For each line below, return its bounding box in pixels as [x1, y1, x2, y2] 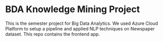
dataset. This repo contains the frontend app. [5, 31, 100, 37]
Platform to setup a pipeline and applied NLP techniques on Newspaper [5, 25, 155, 31]
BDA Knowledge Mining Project [5, 4, 140, 15]
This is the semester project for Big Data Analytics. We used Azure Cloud [5, 20, 158, 26]
